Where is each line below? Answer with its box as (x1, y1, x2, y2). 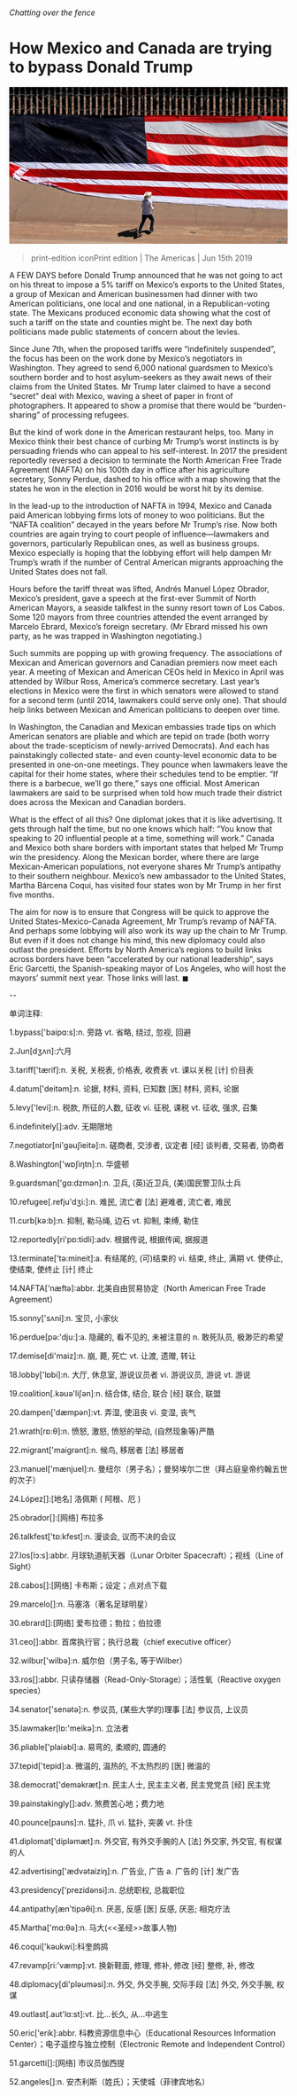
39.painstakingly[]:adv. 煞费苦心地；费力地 (9, 1798, 165, 1809)
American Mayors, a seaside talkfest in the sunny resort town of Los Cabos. (9, 603, 286, 614)
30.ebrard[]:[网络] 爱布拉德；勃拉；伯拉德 (9, 1618, 162, 1629)
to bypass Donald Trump (9, 57, 194, 77)
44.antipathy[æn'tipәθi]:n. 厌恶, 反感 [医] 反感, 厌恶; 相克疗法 (9, 1904, 231, 1914)
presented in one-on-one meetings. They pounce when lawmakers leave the (9, 759, 288, 770)
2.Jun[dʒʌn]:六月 (9, 1046, 72, 1057)
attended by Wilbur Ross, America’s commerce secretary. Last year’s (9, 677, 260, 687)
